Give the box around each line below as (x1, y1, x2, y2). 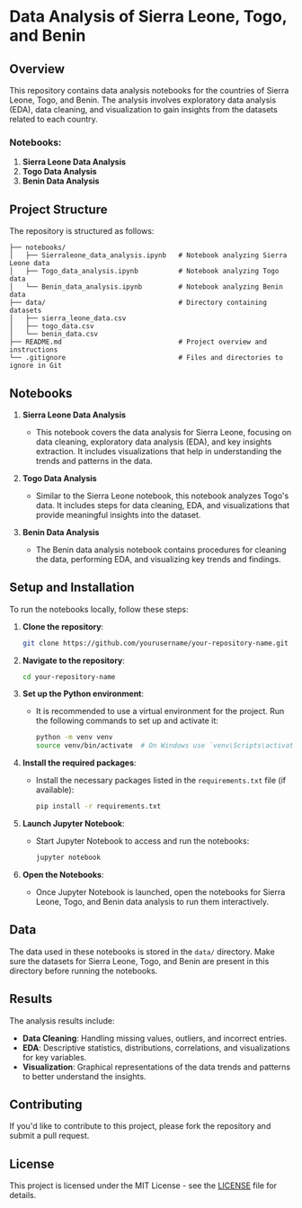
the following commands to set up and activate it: (35, 715, 218, 726)
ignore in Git (9, 362, 63, 371)
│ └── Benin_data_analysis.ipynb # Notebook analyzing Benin (9, 282, 283, 291)
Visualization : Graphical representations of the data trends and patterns (22, 1061, 290, 1072)
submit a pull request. (9, 1131, 90, 1141)
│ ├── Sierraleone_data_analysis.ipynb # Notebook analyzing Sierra (9, 251, 288, 260)
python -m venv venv (35, 733, 113, 742)
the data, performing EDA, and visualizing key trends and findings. (35, 553, 281, 564)
